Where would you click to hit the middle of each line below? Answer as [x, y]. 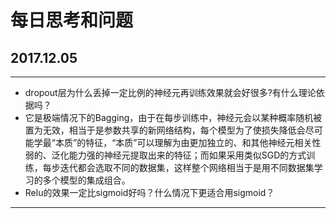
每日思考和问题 [72, 20]
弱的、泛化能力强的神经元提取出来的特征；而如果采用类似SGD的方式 [165, 155]
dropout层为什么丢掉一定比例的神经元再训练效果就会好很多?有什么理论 [170, 92]
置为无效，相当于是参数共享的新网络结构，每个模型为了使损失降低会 [165, 130]
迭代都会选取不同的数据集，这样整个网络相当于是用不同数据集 [187, 167]
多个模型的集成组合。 [86, 180]
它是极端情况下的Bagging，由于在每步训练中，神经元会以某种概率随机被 [173, 117]
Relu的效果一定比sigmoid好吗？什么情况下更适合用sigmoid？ [149, 192]
